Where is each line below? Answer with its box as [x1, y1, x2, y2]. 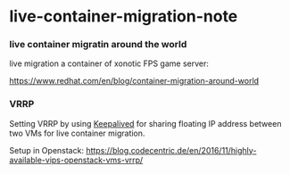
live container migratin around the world [9, 38, 187, 51]
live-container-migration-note [9, 6, 238, 27]
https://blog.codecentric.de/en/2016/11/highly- [86, 145, 257, 155]
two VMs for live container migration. [9, 128, 145, 138]
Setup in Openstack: [9, 145, 85, 155]
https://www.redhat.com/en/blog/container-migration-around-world [9, 76, 260, 87]
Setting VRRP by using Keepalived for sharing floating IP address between [9, 118, 282, 128]
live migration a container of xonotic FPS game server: [9, 58, 210, 69]
